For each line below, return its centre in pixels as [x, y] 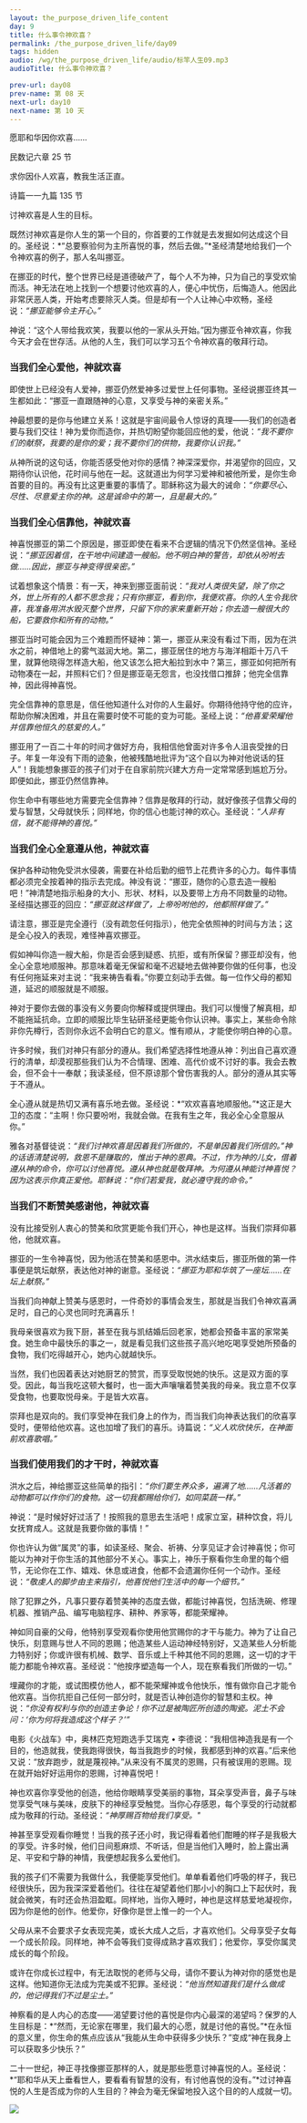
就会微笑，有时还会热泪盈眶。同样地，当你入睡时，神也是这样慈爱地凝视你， [153, 1899]
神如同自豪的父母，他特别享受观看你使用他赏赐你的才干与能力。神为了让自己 [153, 1632]
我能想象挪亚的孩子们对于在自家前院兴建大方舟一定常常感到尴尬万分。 [161, 769]
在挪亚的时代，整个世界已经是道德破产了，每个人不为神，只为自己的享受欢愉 [153, 277]
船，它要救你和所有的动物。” [61, 620]
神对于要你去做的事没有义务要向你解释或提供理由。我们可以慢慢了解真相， [149, 1008]
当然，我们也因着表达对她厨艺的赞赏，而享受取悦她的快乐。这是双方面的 [145, 1374]
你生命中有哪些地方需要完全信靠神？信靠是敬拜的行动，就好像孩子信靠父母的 [153, 799]
